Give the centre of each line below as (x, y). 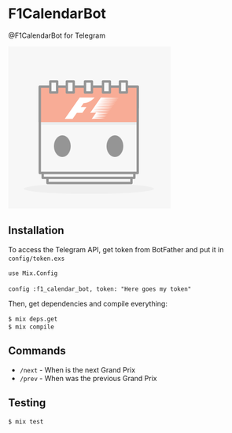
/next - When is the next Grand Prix (77, 369)
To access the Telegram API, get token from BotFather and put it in (116, 249)
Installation (36, 231)
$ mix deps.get (33, 319)
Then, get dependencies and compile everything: (88, 303)
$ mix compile (31, 327)
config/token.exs (37, 259)
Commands (37, 351)
